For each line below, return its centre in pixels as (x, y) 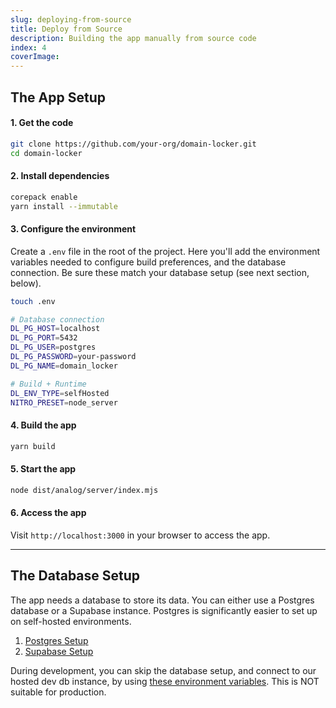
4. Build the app (43, 425)
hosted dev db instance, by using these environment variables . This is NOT (165, 681)
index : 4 (28, 47)
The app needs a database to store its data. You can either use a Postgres (162, 600)
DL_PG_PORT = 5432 (44, 338)
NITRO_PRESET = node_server (64, 402)
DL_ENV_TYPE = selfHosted (60, 393)
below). (26, 283)
